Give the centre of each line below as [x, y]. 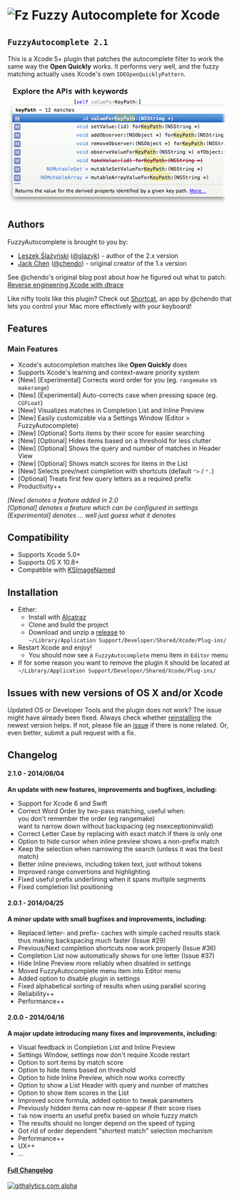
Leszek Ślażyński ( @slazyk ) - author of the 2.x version [98, 255]
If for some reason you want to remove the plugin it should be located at [124, 663]
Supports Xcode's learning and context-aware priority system [108, 372]
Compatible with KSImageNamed [66, 570]
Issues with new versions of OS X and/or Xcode [115, 693]
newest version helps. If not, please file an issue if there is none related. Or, [118, 725]
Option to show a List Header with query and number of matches [113, 1085]
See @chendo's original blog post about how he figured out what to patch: [117, 277]
